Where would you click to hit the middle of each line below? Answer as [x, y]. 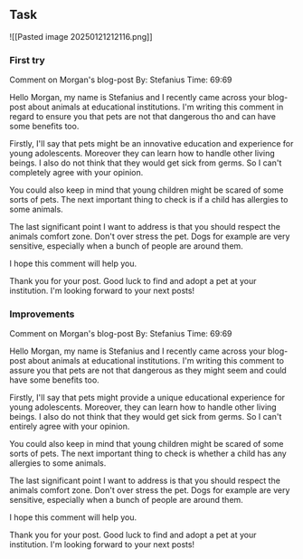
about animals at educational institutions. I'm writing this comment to [156, 361]
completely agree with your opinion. [76, 173]
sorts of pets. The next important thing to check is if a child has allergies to [149, 200]
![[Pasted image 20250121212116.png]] [81, 36]
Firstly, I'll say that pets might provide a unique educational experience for [147, 398]
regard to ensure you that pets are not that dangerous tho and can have [142, 117]
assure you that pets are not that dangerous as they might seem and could [148, 371]
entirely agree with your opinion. [70, 426]
